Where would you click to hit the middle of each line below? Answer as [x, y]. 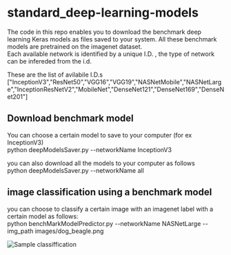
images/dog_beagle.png [69, 231]
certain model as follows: [43, 216]
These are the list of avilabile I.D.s [55, 75]
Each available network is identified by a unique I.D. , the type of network [111, 54]
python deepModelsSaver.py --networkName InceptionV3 [90, 149]
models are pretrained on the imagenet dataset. [75, 46]
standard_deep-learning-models [103, 13]
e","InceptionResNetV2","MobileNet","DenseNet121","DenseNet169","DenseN [116, 89]
